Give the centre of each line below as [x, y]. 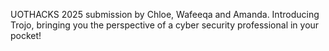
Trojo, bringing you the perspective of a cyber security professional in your [165, 25]
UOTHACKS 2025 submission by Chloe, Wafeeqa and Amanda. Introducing [165, 14]
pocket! [26, 35]
